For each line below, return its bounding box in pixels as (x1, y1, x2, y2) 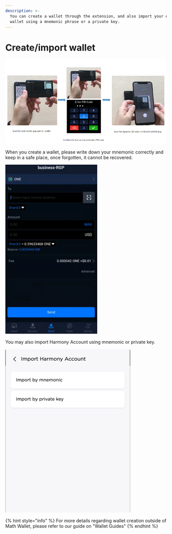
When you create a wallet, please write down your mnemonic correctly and (5, 149, 164, 155)
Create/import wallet (5, 41, 96, 53)
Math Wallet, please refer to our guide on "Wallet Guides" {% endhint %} (5, 523, 159, 529)
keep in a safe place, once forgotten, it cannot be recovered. (5, 154, 133, 161)
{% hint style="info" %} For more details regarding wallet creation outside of (5, 517, 166, 524)
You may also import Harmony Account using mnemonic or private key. (5, 339, 156, 345)
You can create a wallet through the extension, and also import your (10, 13, 164, 19)
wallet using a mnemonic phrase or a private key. (10, 19, 120, 24)
